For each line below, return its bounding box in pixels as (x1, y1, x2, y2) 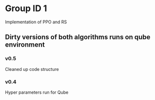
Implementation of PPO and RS (5, 19, 67, 25)
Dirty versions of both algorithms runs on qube (5, 33, 151, 41)
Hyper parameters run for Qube (5, 89, 69, 95)
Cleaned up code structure (5, 66, 59, 72)
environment (5, 41, 45, 49)
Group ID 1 (5, 3, 47, 14)
